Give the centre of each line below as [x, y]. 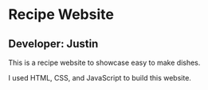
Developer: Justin [53, 44]
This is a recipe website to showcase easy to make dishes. [104, 62]
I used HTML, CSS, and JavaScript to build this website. [100, 78]
